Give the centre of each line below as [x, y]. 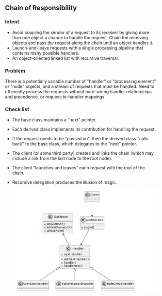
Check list [17, 109]
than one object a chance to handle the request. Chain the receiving [80, 37]
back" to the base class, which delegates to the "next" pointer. [74, 144]
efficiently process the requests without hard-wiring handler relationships [78, 91]
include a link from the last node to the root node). [62, 158]
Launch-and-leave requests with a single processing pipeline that [78, 48]
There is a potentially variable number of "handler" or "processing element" [81, 81]
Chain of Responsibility [41, 8]
